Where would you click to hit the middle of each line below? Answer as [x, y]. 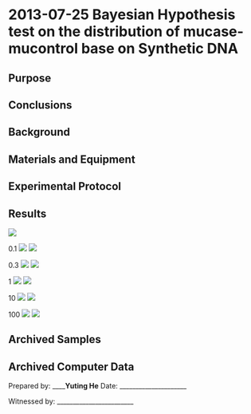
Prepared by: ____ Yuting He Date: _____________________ [98, 386]
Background [39, 132]
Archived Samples [55, 339]
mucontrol [43, 49]
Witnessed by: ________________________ [71, 401]
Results [27, 213]
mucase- [214, 32]
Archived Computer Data [71, 367]
